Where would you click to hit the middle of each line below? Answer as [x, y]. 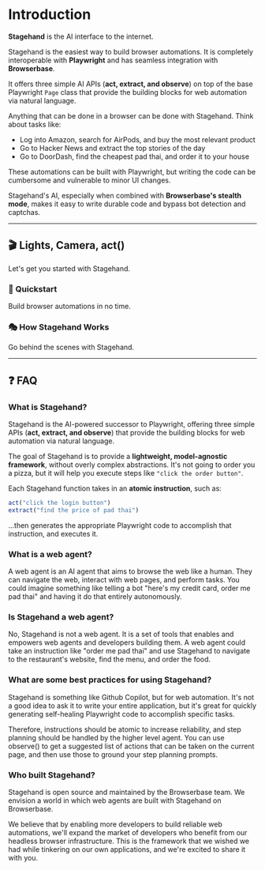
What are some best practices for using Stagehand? [110, 680]
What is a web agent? [50, 554]
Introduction [50, 15]
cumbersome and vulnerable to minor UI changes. [90, 180]
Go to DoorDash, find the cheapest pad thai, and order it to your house [134, 156]
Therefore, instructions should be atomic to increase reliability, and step [125, 729]
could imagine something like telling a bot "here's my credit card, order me [129, 588]
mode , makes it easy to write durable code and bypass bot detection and [127, 204]
